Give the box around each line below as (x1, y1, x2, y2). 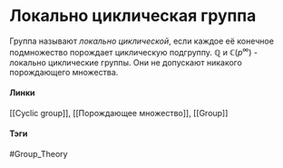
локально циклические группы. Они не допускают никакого (9, 56, 242, 68)
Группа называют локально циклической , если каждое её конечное (9, 35, 275, 46)
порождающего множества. (9, 66, 119, 77)
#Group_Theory (9, 149, 68, 159)
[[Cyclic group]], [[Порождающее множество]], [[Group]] (9, 107, 229, 118)
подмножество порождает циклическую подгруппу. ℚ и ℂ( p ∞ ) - (9, 44, 259, 57)
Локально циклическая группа (9, 5, 257, 26)
